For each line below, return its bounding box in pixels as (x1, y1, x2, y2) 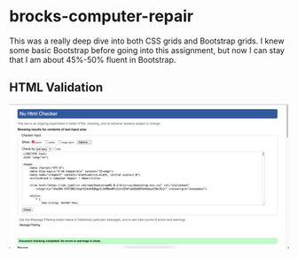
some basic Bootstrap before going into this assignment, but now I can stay (9, 44, 286, 55)
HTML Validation (9, 80, 104, 95)
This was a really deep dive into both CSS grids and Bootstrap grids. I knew (9, 35, 285, 46)
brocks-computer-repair (9, 6, 194, 27)
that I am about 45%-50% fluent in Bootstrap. (9, 54, 176, 65)
